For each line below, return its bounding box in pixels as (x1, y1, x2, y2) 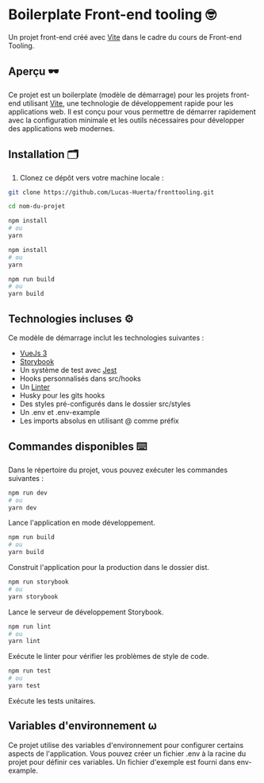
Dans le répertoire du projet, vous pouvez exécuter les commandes (8, 465, 228, 475)
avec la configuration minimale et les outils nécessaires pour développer (8, 115, 245, 125)
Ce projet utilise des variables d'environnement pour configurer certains (8, 740, 244, 750)
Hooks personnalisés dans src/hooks (19, 374, 141, 383)
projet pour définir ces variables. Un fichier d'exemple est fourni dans (8, 757, 235, 766)
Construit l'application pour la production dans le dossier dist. (8, 563, 210, 572)
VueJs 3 (19, 348, 48, 358)
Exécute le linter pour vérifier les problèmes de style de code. (8, 652, 209, 661)
